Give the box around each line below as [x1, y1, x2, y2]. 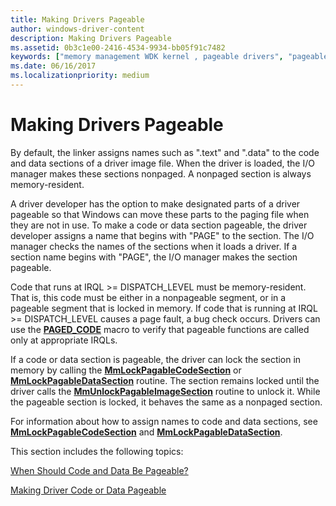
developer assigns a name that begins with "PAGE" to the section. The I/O [10, 229, 315, 241]
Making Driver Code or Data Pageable [10, 484, 167, 496]
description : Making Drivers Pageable [10, 33, 172, 43]
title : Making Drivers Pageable [10, 14, 145, 25]
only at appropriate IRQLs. [10, 334, 118, 346]
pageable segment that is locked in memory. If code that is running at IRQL [10, 302, 318, 314]
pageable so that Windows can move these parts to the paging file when [10, 208, 310, 220]
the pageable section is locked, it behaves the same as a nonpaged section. [10, 396, 323, 408]
